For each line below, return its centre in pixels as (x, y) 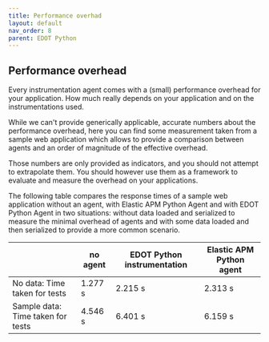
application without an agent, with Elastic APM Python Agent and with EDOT (134, 204)
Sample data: (37, 307)
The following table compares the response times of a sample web (118, 196)
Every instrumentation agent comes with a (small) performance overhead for (134, 90)
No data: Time (39, 284)
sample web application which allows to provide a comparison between (126, 139)
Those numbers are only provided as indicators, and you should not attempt (133, 163)
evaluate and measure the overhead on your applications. (103, 180)
